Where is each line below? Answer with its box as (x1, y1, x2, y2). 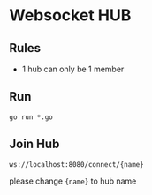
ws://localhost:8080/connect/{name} (9, 160, 144, 169)
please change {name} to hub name (9, 176, 137, 186)
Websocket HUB (9, 5, 132, 26)
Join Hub (9, 137, 60, 152)
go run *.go (9, 112, 53, 122)
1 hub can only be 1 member (21, 64, 125, 74)
